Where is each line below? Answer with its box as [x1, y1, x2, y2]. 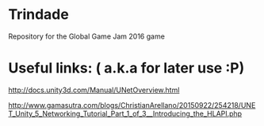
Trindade [8, 6, 69, 24]
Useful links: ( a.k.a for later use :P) [8, 59, 245, 77]
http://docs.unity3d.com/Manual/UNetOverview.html [8, 85, 180, 94]
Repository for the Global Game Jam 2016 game [8, 31, 165, 41]
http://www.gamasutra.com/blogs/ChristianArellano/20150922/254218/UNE [8, 100, 256, 109]
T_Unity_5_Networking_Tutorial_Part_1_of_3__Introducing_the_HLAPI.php [8, 109, 243, 118]
